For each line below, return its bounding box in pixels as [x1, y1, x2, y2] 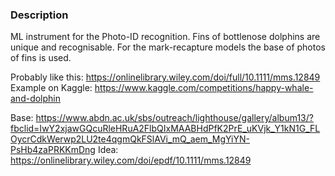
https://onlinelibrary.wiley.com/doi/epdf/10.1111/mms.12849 [10, 154, 252, 167]
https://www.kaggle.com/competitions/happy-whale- [94, 82, 314, 94]
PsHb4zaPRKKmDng [10, 144, 96, 156]
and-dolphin [10, 93, 62, 105]
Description [10, 8, 69, 22]
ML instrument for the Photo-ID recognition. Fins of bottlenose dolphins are [10, 31, 321, 43]
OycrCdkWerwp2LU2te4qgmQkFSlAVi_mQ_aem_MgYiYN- [10, 133, 250, 145]
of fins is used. [10, 52, 72, 64]
